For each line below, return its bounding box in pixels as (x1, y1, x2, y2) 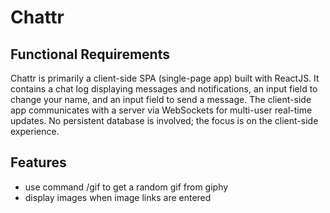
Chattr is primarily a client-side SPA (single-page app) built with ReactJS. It (10, 72, 320, 84)
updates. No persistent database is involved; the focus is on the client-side (10, 115, 319, 126)
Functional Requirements (10, 46, 170, 63)
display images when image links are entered (24, 191, 212, 203)
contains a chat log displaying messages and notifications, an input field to (10, 83, 318, 95)
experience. (10, 126, 60, 137)
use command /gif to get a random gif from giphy (24, 181, 229, 193)
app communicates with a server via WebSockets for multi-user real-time (10, 104, 313, 116)
